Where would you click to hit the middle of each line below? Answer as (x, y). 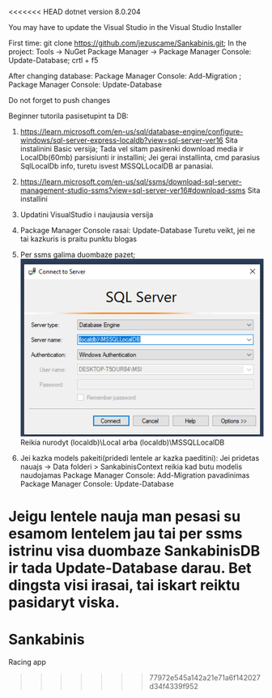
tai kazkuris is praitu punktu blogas (79, 239)
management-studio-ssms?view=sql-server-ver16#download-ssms (133, 190)
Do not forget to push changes (59, 100)
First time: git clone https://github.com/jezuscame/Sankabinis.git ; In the (127, 43)
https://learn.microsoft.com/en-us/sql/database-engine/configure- (132, 132)
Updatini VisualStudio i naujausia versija (87, 215)
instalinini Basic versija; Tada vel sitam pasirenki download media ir (132, 149)
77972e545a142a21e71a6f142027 (205, 677)
